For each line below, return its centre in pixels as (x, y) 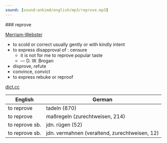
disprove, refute (29, 66)
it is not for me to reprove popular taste (62, 55)
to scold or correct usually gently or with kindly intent (69, 44)
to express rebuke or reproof (43, 77)
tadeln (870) (61, 108)
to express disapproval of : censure (50, 50)
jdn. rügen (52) (64, 125)
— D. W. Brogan (37, 61)
